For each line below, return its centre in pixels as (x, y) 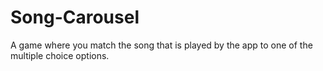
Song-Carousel (75, 17)
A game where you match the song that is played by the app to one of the (161, 45)
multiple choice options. (60, 55)
